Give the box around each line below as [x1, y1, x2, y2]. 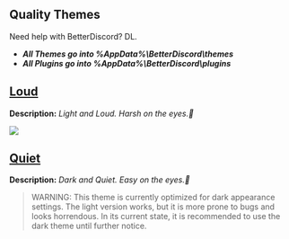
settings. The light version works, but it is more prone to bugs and [31, 201, 276, 212]
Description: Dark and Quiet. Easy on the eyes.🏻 [9, 174, 190, 185]
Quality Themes [9, 7, 101, 22]
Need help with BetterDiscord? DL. [9, 31, 137, 41]
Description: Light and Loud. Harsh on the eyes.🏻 [9, 108, 195, 119]
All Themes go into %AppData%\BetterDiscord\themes [22, 49, 234, 59]
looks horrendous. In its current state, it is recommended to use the [31, 211, 281, 222]
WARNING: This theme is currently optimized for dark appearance [31, 192, 276, 203]
